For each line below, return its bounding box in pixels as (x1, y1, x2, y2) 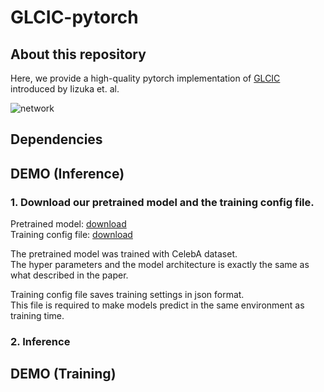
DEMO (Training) (10, 366, 117, 383)
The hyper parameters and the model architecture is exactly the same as (10, 259, 310, 271)
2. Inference (10, 335, 71, 348)
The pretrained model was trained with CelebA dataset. (10, 248, 238, 260)
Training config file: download (10, 229, 133, 241)
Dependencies (10, 131, 103, 148)
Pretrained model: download (10, 218, 127, 230)
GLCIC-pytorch (10, 6, 139, 29)
